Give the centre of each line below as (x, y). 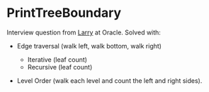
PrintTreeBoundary (64, 13)
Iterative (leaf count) (57, 59)
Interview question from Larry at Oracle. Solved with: (84, 32)
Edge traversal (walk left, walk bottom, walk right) (89, 46)
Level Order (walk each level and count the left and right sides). (109, 80)
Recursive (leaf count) (60, 67)
